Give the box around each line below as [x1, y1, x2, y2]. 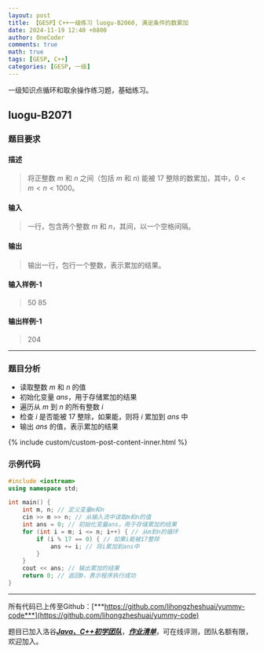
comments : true [8, 41, 58, 49]
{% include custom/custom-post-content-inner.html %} [8, 437, 188, 447]
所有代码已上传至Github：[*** [8, 601, 104, 611]
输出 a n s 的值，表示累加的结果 [19, 422, 119, 431]
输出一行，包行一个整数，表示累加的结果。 [27, 260, 166, 270]
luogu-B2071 [8, 109, 72, 122]
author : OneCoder [8, 33, 65, 42]
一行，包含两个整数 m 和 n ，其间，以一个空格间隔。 [27, 222, 196, 231]
